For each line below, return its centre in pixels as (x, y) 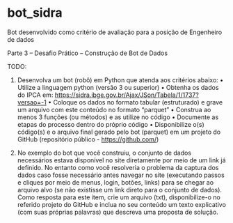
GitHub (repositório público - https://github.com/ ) (88, 139)
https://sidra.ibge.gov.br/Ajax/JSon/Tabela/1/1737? (127, 95)
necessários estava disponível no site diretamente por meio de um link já (121, 160)
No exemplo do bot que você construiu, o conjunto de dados (104, 153)
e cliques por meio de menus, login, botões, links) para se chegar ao (115, 182)
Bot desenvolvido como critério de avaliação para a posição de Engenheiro (115, 32)
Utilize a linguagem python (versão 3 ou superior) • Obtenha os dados (118, 87)
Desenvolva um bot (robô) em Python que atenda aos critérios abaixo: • (120, 80)
